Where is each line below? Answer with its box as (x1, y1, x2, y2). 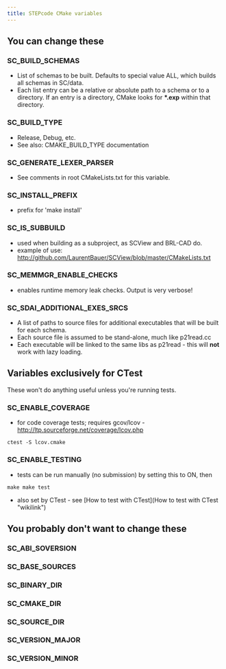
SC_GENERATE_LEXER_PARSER (7, 158, 114, 167)
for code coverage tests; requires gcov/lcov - (16, 419, 145, 427)
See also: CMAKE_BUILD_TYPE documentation (16, 141, 149, 149)
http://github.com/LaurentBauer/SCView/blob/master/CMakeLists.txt (16, 253, 211, 261)
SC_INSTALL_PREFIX (7, 190, 78, 199)
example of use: (16, 246, 63, 254)
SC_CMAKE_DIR (7, 598, 62, 608)
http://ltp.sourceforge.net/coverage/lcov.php (16, 426, 144, 434)
